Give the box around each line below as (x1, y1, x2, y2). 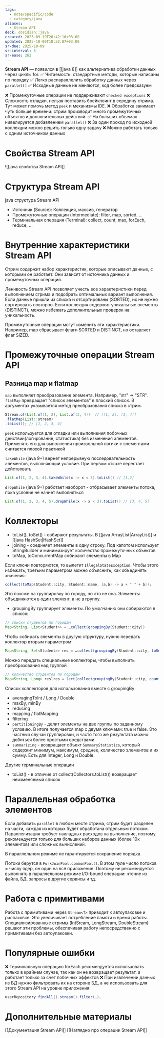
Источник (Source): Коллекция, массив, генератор (12, 207, 118, 213)
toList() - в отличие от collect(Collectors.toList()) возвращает (12, 771, 138, 777)
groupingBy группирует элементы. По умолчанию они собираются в (12, 606, 156, 612)
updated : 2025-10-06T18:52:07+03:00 (5, 39, 80, 44)
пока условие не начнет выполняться (5, 489, 84, 495)
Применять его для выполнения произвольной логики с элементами (5, 440, 149, 447)
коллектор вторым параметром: (5, 639, 73, 645)
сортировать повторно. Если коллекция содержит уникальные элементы (5, 302, 159, 308)
